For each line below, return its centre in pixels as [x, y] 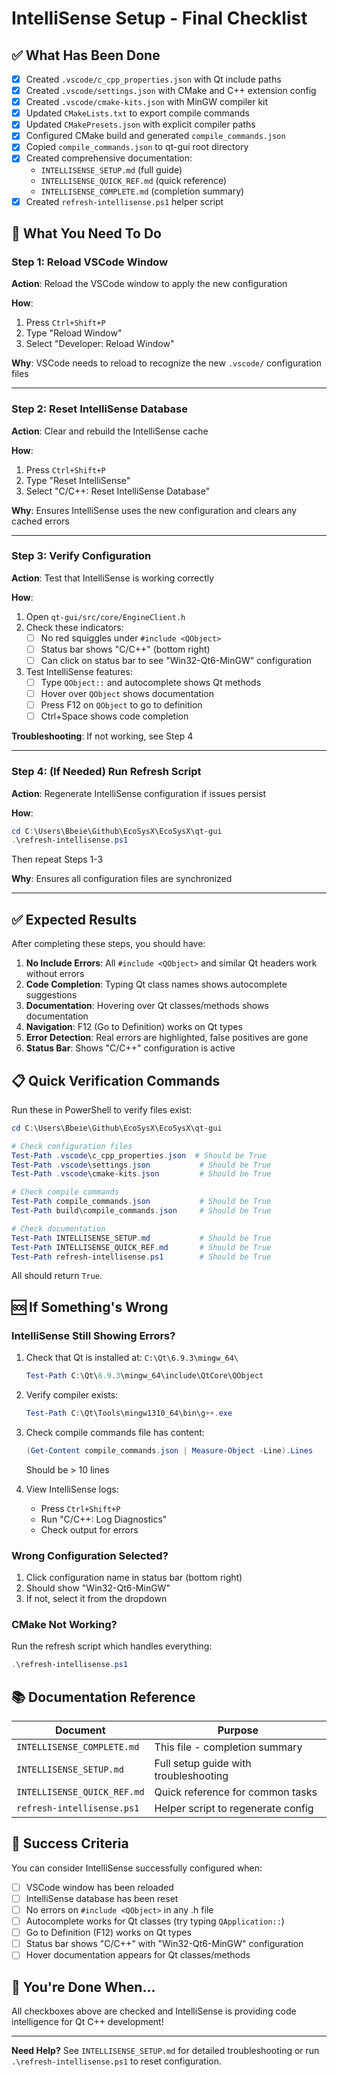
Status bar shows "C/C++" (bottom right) [125, 649]
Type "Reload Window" [74, 333]
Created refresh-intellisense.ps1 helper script [124, 201]
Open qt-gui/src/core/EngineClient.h [105, 616]
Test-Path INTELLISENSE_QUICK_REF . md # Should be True [141, 1247]
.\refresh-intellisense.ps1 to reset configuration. [117, 2061]
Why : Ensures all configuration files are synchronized [122, 879]
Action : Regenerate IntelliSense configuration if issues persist [139, 793]
